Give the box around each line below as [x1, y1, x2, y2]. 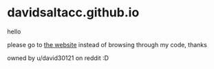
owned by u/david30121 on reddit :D [7, 53, 109, 62]
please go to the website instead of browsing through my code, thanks [7, 40, 208, 49]
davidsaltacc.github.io [7, 5, 140, 20]
